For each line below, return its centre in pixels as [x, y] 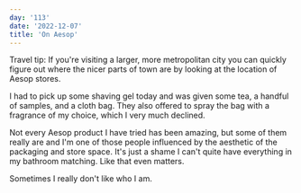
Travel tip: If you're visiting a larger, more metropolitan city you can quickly [148, 60]
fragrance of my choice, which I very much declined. [107, 115]
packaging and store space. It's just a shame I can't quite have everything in [151, 152]
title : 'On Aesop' [44, 34]
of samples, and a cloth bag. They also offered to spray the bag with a [140, 106]
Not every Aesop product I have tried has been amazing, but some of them [148, 133]
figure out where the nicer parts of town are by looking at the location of [143, 69]
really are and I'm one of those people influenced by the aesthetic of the [143, 142]
